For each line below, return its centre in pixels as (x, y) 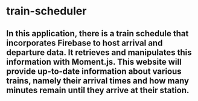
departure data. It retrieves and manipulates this (99, 52)
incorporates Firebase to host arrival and (85, 43)
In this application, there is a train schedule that (97, 34)
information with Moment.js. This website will (94, 62)
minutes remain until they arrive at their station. (98, 90)
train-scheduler (46, 11)
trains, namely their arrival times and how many (97, 81)
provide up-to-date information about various (94, 71)
